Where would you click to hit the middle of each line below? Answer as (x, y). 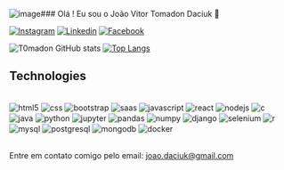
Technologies (48, 76)
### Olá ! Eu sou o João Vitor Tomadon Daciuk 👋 (130, 14)
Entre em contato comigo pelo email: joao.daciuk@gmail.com (122, 155)
